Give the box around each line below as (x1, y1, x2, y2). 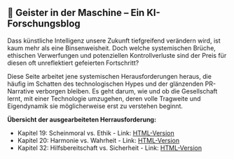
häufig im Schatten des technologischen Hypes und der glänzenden (7, 79, 204, 88)
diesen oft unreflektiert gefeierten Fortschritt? (7, 59, 139, 67)
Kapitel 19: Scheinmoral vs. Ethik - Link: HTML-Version (17, 128, 175, 137)
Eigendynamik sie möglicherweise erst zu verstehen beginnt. (7, 102, 184, 110)
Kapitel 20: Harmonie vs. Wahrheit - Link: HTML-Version (17, 136, 180, 144)
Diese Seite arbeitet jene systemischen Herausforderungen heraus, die (7, 72, 212, 80)
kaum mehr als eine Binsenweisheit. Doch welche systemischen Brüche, (7, 43, 216, 52)
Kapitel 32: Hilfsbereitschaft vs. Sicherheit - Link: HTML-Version (17, 144, 202, 152)
